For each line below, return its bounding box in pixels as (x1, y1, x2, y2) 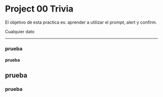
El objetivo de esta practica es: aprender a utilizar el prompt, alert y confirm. (5, 19, 157, 25)
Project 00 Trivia (5, 3, 74, 14)
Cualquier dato (5, 28, 35, 34)
